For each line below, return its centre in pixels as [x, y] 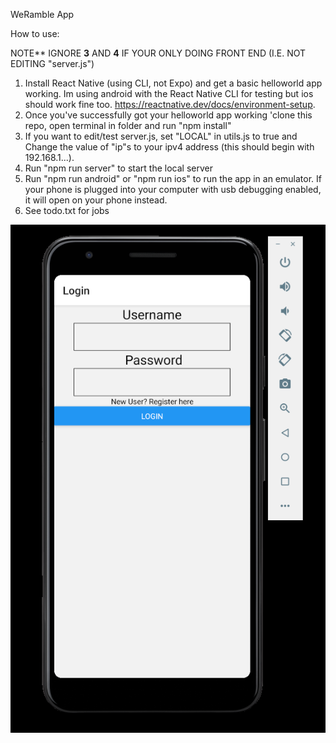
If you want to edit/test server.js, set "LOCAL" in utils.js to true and [161, 136]
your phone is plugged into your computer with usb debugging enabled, [173, 189]
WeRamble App [42, 14]
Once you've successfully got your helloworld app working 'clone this [168, 115]
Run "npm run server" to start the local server [118, 168]
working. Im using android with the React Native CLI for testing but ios [169, 93]
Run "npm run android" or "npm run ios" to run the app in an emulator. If [173, 178]
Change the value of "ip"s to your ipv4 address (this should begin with [169, 147]
